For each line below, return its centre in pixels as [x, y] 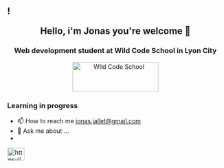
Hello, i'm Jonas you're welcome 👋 [115, 31]
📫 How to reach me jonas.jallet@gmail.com [79, 120]
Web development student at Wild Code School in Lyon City [115, 51]
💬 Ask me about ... [43, 131]
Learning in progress [43, 105]
